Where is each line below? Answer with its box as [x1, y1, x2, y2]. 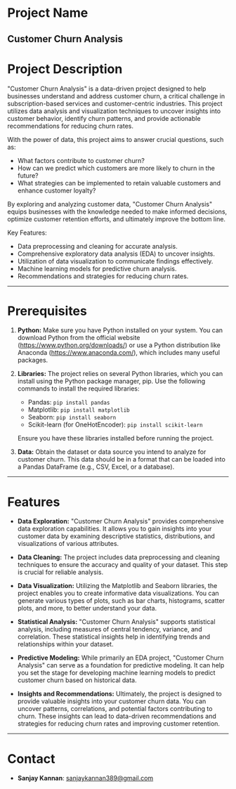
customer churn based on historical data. [17, 676, 137, 684]
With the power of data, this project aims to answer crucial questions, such [7, 135, 224, 143]
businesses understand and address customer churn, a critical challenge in [7, 91, 225, 100]
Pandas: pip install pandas [27, 398, 110, 407]
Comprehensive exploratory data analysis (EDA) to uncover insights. [17, 249, 216, 258]
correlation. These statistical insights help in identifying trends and [17, 632, 211, 641]
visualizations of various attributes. [17, 540, 119, 548]
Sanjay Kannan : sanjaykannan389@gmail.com [17, 774, 154, 783]
